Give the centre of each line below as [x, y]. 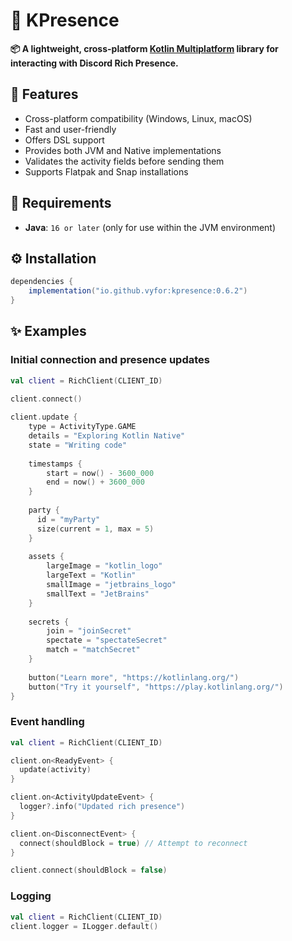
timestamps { [55, 464]
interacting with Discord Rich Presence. [94, 63]
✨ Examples [48, 331]
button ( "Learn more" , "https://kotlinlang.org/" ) [134, 677]
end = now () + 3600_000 [95, 482]
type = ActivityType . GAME [82, 427]
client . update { [44, 417]
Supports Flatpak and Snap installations [106, 171]
